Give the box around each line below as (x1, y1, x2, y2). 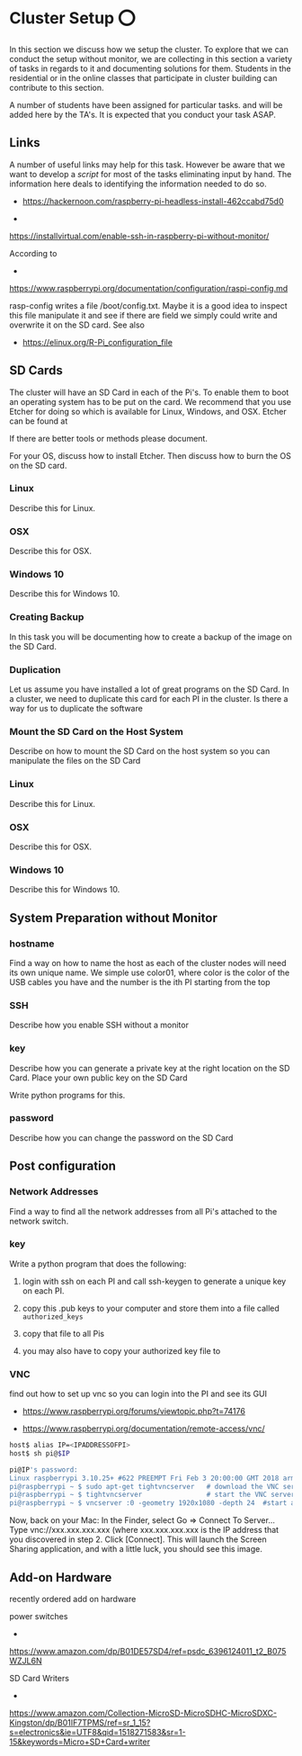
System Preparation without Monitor (9, 910, 218, 926)
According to (9, 247, 58, 258)
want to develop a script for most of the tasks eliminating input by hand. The (9, 168, 292, 179)
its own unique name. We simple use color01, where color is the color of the (9, 967, 290, 978)
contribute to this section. (9, 82, 105, 93)
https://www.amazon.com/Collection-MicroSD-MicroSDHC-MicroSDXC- (9, 1707, 277, 1719)
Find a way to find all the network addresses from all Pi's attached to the (9, 1205, 278, 1216)
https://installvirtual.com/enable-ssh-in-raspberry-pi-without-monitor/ (9, 230, 270, 241)
